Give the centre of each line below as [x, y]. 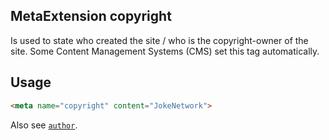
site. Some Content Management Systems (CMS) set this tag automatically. [165, 51]
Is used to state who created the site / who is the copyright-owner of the [159, 40]
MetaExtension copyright [91, 16]
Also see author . [44, 125]
